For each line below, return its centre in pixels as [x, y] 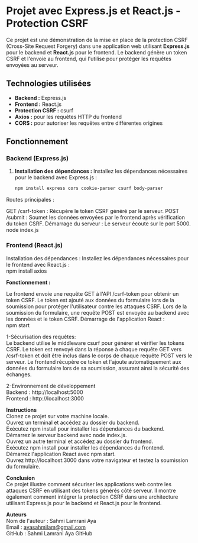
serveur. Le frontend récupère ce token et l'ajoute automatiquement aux [94, 361]
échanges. [19, 374]
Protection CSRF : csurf [44, 110]
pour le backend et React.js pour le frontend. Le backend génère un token [97, 52]
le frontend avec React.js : [38, 264]
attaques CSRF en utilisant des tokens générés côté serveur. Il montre [91, 490]
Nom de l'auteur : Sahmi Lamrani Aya [51, 521]
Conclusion [21, 478]
